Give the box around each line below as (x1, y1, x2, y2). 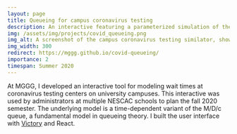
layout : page (7, 10, 46, 18)
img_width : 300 (7, 43, 52, 50)
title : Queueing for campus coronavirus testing (7, 17, 153, 24)
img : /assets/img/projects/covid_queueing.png (7, 29, 147, 37)
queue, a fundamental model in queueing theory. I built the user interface (7, 112, 220, 120)
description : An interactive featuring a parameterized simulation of (7, 23, 219, 30)
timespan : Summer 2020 (7, 62, 74, 69)
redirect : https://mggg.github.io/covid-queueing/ (7, 50, 159, 57)
